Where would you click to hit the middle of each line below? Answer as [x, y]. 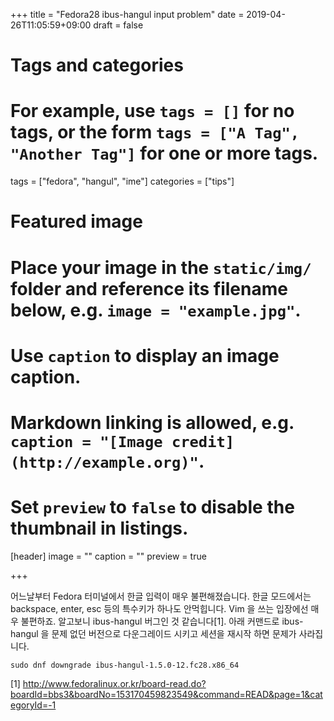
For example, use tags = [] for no [152, 111]
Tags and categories [97, 65]
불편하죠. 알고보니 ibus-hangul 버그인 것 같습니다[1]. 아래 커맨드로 [150, 621]
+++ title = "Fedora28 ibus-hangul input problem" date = [127, 14]
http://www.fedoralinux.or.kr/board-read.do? [114, 683]
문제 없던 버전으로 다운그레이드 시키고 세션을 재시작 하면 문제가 [174, 633]
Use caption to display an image [145, 355]
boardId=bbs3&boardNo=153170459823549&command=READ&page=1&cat [166, 694]
